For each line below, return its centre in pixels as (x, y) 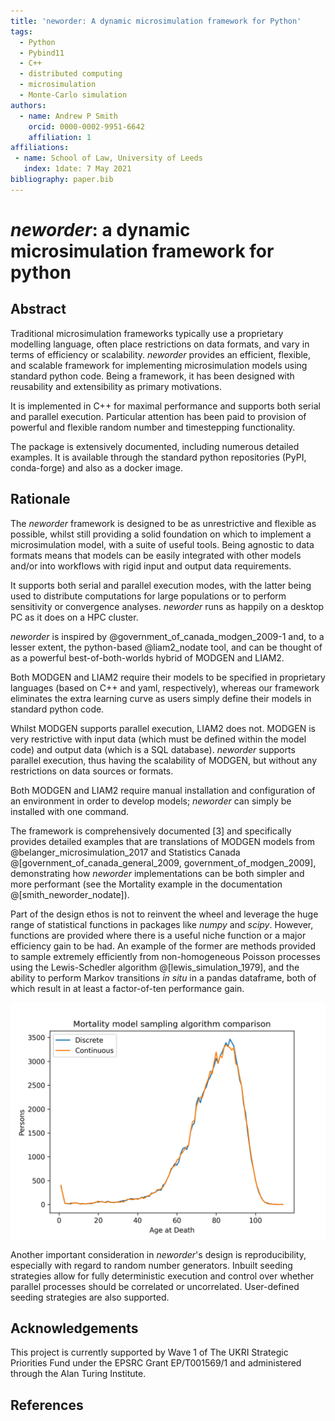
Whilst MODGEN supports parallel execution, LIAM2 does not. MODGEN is (163, 728)
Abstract (38, 309)
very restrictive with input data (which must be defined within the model (158, 739)
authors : (28, 105)
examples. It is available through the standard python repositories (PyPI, (158, 457)
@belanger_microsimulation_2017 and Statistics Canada (125, 852)
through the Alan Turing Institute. (78, 1374)
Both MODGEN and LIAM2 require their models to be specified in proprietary (168, 677)
